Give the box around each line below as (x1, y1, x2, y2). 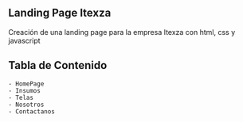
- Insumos (8, 86, 41, 94)
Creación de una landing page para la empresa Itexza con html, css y (8, 27, 236, 36)
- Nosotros (8, 101, 45, 109)
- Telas (8, 93, 34, 101)
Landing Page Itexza (8, 6, 112, 20)
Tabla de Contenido (8, 59, 108, 72)
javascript (8, 36, 41, 45)
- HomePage (8, 79, 45, 88)
